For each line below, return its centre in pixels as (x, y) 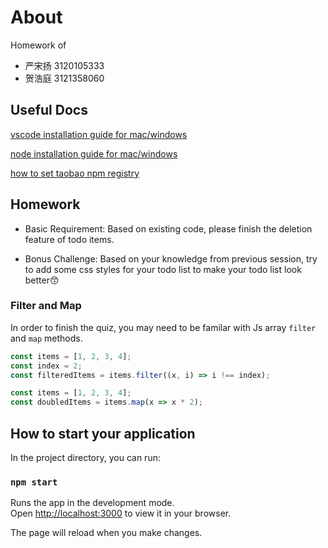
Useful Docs (49, 110)
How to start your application (103, 433)
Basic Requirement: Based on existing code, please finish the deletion (168, 228)
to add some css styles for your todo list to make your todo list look (163, 269)
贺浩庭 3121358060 (64, 78)
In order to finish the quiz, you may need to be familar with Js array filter (163, 327)
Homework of (38, 45)
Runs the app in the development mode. (92, 503)
